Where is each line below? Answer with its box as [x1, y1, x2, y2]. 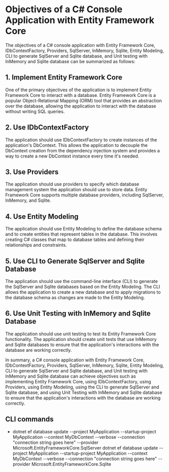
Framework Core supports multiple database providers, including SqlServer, [5, 192, 164, 198]
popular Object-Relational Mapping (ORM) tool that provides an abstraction [5, 97, 162, 103]
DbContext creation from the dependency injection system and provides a [5, 147, 160, 153]
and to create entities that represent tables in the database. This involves [5, 231, 158, 238]
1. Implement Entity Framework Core [5, 73, 123, 82]
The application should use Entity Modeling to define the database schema [5, 226, 162, 232]
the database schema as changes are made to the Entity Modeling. [5, 295, 145, 300]
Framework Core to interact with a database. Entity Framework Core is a [5, 92, 156, 98]
